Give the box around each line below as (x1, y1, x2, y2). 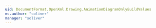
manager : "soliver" (5, 16, 45, 20)
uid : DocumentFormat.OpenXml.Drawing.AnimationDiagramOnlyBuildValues (5, 7, 152, 12)
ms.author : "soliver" (5, 11, 49, 16)
